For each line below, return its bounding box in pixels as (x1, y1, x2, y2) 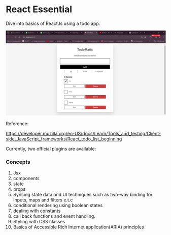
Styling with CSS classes (13, 219, 65, 224)
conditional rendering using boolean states (13, 202, 103, 208)
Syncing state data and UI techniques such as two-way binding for (13, 192, 153, 197)
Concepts (6, 158, 31, 165)
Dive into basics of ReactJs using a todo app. (6, 20, 100, 26)
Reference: (6, 121, 29, 127)
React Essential (6, 4, 73, 15)
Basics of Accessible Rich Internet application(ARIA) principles (13, 224, 144, 230)
